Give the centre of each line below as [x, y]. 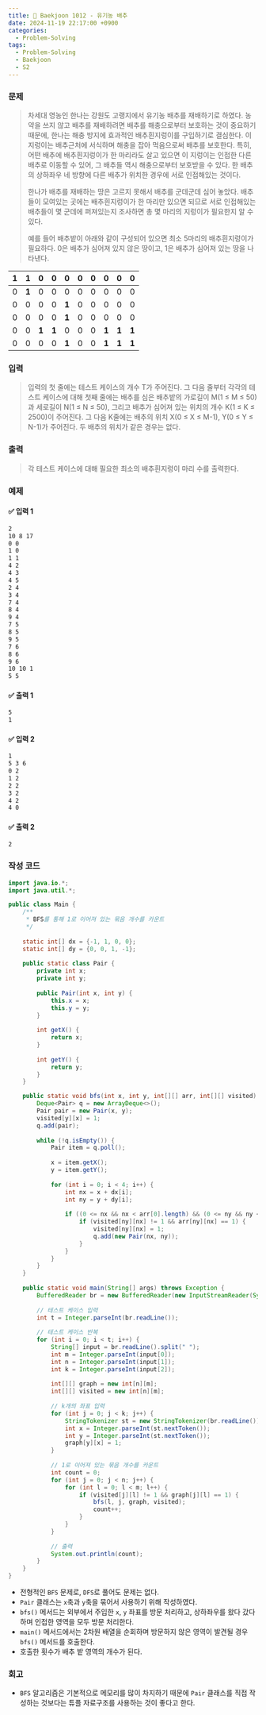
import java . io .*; [38, 883]
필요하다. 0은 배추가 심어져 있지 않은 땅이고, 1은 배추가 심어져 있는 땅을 [137, 249]
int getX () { [58, 1030]
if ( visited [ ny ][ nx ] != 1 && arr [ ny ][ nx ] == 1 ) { [162, 1222]
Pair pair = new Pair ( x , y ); [85, 1111]
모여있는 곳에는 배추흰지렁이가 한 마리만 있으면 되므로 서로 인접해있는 [149, 202]
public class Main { [42, 905]
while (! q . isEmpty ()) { [76, 1140]
